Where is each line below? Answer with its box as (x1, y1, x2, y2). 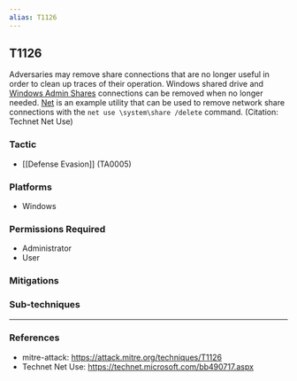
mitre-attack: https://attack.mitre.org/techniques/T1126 (21, 352, 223, 362)
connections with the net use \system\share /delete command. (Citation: (9, 107, 278, 118)
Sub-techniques (9, 299, 81, 311)
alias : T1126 (9, 12, 57, 22)
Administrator (21, 243, 72, 253)
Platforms (9, 181, 53, 193)
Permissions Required (9, 222, 106, 235)
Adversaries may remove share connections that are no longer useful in (9, 69, 270, 80)
